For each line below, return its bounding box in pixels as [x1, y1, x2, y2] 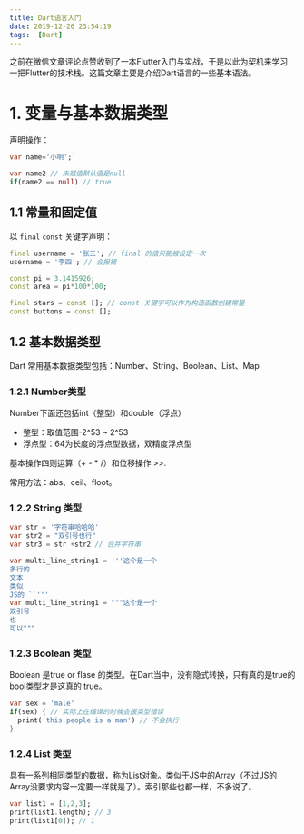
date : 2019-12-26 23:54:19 [9, 22, 112, 31]
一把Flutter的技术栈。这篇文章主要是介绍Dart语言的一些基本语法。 [9, 67, 257, 78]
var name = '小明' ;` [9, 153, 76, 162]
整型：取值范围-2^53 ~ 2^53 [22, 427, 129, 438]
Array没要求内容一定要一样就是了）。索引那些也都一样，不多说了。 [9, 781, 257, 791]
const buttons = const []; [9, 307, 112, 316]
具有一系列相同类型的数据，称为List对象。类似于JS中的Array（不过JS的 [9, 769, 278, 780]
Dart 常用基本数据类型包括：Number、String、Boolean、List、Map [9, 360, 260, 371]
